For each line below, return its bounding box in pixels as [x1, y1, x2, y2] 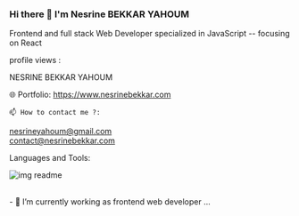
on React [9, 37, 43, 48]
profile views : [9, 55, 62, 66]
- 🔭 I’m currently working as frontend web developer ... [9, 196, 212, 207]
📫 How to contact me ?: [9, 108, 101, 117]
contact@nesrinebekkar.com [9, 135, 116, 146]
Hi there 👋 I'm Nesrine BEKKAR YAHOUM [9, 8, 190, 20]
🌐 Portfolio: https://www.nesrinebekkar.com [9, 89, 171, 100]
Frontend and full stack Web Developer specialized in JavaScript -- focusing [9, 28, 290, 39]
